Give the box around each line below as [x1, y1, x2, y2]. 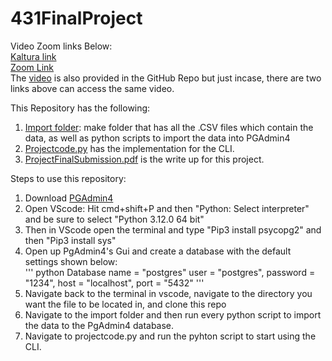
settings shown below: [24, 255, 118, 267]
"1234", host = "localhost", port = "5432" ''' [24, 277, 205, 289]
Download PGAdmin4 [24, 192, 114, 204]
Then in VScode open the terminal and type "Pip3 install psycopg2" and [24, 223, 322, 236]
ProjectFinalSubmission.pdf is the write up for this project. [24, 153, 265, 165]
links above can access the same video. [10, 82, 175, 94]
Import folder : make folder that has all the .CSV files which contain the [24, 121, 314, 133]
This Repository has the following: [10, 102, 151, 114]
